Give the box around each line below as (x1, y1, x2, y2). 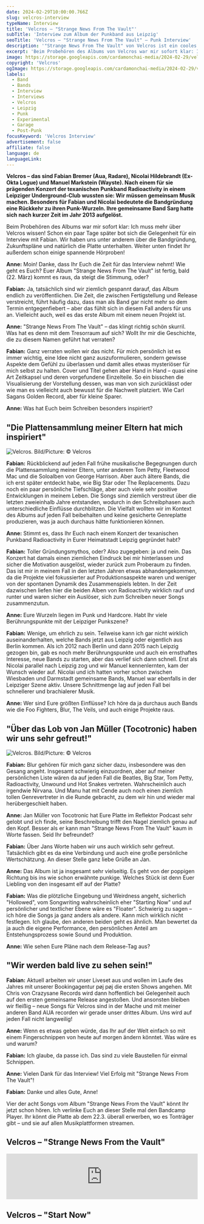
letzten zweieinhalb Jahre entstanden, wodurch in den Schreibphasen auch (6, 499, 195, 506)
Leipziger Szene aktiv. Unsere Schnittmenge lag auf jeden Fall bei (6, 682, 171, 689)
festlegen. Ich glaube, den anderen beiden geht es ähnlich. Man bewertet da (6, 918, 197, 925)
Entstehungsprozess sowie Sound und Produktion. (6, 931, 132, 938)
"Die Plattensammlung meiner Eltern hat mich (6, 422, 183, 432)
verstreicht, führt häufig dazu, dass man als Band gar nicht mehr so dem (6, 299, 188, 306)
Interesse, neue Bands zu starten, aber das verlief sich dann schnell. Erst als (6, 655, 197, 663)
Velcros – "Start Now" (6, 1210, 92, 1220)
